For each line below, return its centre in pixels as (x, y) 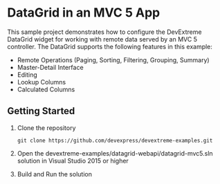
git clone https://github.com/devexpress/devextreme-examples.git (115, 140)
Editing (27, 75)
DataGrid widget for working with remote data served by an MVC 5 (102, 39)
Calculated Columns (46, 89)
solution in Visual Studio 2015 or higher (73, 160)
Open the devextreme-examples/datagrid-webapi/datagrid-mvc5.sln (115, 153)
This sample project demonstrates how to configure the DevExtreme (104, 32)
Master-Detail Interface (51, 67)
